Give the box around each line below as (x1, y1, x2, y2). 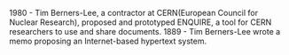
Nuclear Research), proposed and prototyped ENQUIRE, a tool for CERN (9, 17, 272, 27)
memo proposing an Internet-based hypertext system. (9, 35, 207, 46)
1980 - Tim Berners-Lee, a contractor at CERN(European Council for (9, 8, 259, 18)
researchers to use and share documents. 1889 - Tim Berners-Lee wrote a (9, 27, 281, 36)
